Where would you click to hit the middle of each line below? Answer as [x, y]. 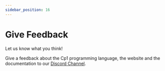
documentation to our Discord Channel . [46, 63]
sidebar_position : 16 [28, 10]
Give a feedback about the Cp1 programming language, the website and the [83, 58]
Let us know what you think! [34, 48]
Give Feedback [37, 34]
